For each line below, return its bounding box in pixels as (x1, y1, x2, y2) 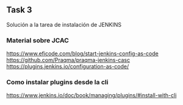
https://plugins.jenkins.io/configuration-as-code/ (6, 63, 129, 70)
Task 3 (6, 5, 32, 15)
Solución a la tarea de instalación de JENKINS (6, 21, 122, 28)
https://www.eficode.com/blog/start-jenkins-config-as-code (6, 50, 159, 57)
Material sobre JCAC (6, 36, 69, 44)
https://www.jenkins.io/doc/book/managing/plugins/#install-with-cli (6, 92, 177, 99)
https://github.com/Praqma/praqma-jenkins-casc (6, 56, 130, 64)
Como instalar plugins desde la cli (6, 78, 109, 87)
